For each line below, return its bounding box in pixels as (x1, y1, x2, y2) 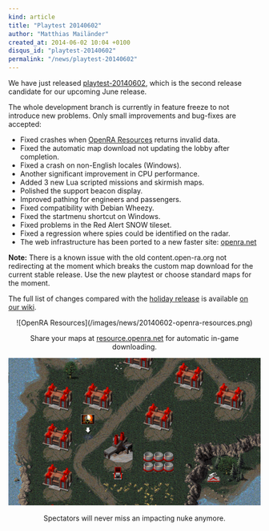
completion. (19, 152, 60, 161)
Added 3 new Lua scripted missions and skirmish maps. (19, 177, 205, 187)
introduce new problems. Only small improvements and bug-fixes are (8, 111, 237, 120)
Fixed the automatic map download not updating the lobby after (19, 144, 230, 152)
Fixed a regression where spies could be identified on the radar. (19, 229, 231, 238)
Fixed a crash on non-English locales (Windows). (19, 160, 182, 170)
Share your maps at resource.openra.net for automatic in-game (30, 334, 239, 343)
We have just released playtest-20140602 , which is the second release (8, 79, 243, 87)
